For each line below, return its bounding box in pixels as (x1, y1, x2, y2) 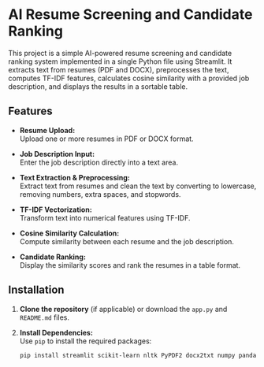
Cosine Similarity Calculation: (19, 228, 120, 238)
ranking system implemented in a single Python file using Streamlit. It (8, 57, 232, 66)
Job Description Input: (19, 149, 95, 158)
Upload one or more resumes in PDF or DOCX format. (19, 134, 195, 143)
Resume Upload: (19, 125, 76, 135)
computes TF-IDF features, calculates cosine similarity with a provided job (8, 73, 250, 83)
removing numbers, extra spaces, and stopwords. (19, 189, 181, 198)
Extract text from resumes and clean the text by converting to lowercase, (19, 181, 257, 191)
